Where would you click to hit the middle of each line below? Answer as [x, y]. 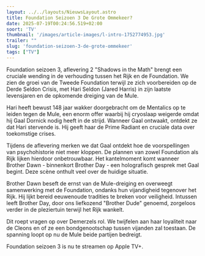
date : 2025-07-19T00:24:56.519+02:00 [54, 23]
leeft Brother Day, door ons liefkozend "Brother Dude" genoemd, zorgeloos [101, 203]
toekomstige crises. [31, 133]
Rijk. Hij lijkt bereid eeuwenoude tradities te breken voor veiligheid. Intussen [102, 196]
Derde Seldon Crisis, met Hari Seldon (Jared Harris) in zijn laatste [89, 89]
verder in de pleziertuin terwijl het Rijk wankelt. [65, 209]
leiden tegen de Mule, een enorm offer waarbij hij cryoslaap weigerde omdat [103, 114]
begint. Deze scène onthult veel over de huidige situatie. [77, 171]
